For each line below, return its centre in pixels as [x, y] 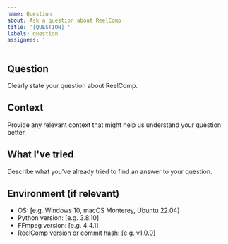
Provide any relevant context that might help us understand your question [114, 125]
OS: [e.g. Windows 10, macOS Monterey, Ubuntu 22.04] [98, 211]
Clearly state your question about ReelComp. [73, 85]
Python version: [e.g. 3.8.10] [58, 218]
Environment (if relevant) [64, 194]
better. [17, 132]
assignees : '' [28, 40]
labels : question [33, 33]
